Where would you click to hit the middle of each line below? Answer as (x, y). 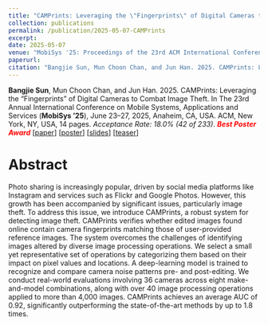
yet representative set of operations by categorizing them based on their (128, 254)
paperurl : (25, 61)
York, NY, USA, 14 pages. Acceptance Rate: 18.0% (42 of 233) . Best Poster (132, 123)
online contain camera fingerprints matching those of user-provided (120, 229)
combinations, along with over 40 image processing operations (150, 288)
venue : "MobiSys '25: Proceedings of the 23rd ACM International (119, 53)
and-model (26, 288)
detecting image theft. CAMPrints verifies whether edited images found (125, 221)
